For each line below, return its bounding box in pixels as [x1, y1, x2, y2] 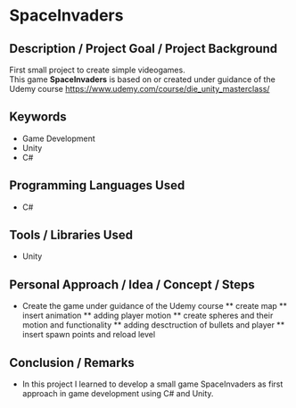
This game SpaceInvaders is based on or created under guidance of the [9, 74, 276, 85]
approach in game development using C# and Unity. [21, 388, 214, 399]
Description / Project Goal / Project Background [9, 41, 278, 56]
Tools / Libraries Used [9, 228, 134, 243]
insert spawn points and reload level [21, 329, 156, 340]
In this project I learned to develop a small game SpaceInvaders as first [21, 379, 284, 389]
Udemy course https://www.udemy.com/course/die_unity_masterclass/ [9, 84, 270, 94]
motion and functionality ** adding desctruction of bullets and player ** [21, 320, 285, 330]
